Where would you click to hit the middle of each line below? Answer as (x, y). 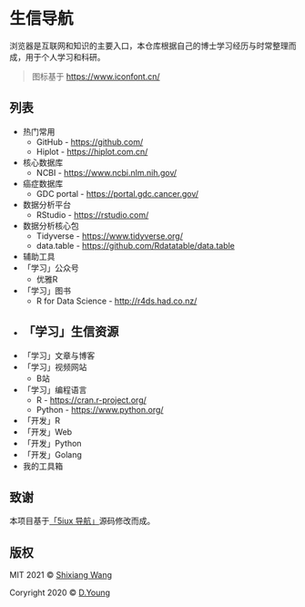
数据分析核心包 (51, 225)
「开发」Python (52, 443)
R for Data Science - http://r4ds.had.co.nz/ (117, 301)
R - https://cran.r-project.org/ (91, 400)
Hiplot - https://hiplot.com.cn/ (92, 151)
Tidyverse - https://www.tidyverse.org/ (110, 236)
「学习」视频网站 (55, 366)
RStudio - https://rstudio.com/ (92, 214)
